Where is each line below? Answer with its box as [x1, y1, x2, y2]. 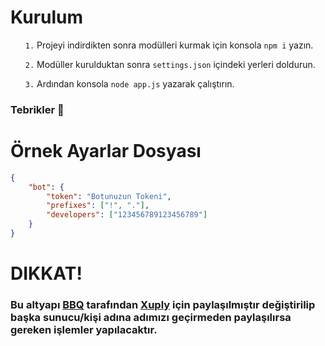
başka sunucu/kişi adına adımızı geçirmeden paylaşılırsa [10, 311, 292, 325]
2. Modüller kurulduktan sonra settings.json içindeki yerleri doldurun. [24, 58, 316, 70]
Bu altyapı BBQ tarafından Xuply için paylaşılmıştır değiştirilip [10, 298, 316, 312]
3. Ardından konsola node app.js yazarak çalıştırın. [24, 77, 235, 90]
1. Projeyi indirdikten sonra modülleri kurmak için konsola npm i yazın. [24, 39, 314, 51]
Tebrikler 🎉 [10, 102, 65, 116]
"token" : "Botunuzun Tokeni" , [46, 191, 172, 201]
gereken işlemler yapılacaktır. [10, 323, 158, 337]
